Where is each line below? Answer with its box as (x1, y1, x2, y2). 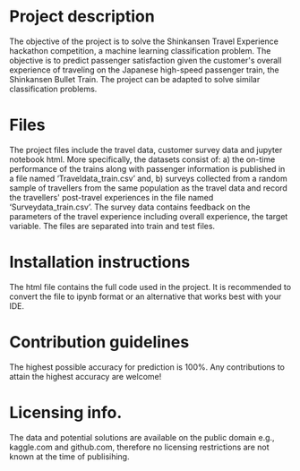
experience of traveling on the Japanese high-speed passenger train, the (9, 64, 279, 75)
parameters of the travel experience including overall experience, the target (9, 210, 288, 221)
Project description (9, 6, 155, 27)
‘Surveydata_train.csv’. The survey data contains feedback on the (9, 201, 251, 212)
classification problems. (9, 83, 98, 94)
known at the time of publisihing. (9, 450, 130, 462)
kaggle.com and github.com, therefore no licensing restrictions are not (9, 441, 270, 452)
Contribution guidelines (9, 332, 190, 352)
